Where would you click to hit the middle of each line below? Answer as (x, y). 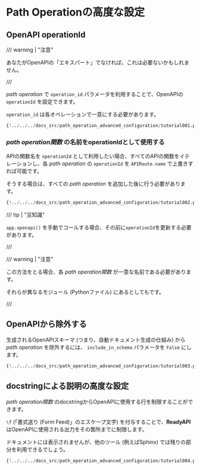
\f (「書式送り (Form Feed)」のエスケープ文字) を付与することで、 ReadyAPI (99, 422)
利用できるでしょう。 (42, 449)
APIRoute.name (148, 164)
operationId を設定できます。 (42, 102)
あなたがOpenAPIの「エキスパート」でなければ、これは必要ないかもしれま (98, 62)
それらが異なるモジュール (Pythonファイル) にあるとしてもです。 (85, 292)
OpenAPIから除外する (47, 324)
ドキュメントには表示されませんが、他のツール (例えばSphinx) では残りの (96, 442)
